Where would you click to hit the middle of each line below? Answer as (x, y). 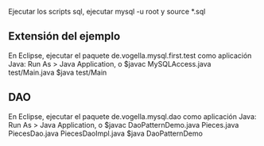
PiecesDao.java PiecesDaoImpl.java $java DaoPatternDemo (105, 133)
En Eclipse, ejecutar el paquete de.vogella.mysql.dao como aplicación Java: (132, 116)
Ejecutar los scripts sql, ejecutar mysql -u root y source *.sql (107, 12)
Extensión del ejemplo (64, 36)
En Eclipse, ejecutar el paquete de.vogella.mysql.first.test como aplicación (130, 56)
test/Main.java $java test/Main (58, 72)
